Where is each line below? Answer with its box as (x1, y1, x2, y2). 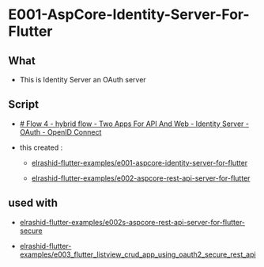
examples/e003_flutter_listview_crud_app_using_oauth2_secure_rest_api (19, 250, 256, 259)
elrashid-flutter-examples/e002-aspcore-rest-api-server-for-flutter (31, 173, 251, 183)
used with (8, 196, 58, 210)
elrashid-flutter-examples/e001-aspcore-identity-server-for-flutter (31, 158, 248, 167)
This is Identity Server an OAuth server (19, 75, 146, 84)
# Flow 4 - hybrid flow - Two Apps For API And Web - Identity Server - (19, 119, 249, 128)
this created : (19, 143, 63, 152)
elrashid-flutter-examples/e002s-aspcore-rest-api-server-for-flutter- (19, 217, 246, 227)
